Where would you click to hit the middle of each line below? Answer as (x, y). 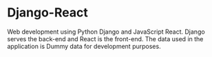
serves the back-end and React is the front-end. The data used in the (105, 38)
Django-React (47, 13)
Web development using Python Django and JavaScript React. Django (106, 32)
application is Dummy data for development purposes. (84, 46)
